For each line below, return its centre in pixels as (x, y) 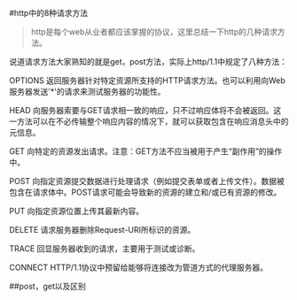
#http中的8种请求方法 (49, 13)
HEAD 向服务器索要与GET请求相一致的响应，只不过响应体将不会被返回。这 (145, 110)
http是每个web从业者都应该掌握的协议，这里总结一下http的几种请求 (154, 32)
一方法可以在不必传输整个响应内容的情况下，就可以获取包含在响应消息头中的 (149, 121)
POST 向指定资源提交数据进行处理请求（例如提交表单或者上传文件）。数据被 (147, 181)
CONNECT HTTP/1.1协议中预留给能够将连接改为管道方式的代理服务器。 (139, 267)
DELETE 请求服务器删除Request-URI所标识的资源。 (102, 230)
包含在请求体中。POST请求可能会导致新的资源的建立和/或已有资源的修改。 (145, 192)
